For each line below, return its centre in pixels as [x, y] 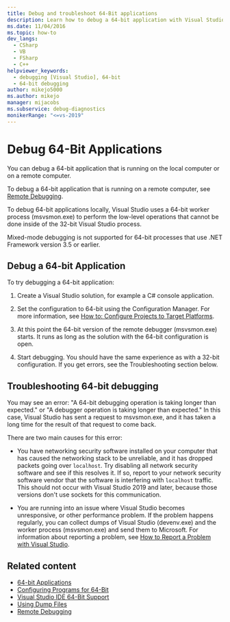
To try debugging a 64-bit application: [61, 282]
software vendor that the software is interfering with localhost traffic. [115, 480]
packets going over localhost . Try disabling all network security [107, 466]
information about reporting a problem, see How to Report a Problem [114, 537]
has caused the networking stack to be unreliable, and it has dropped [115, 458]
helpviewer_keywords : [38, 71]
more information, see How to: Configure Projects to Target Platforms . [115, 316]
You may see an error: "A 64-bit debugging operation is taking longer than [112, 403]
